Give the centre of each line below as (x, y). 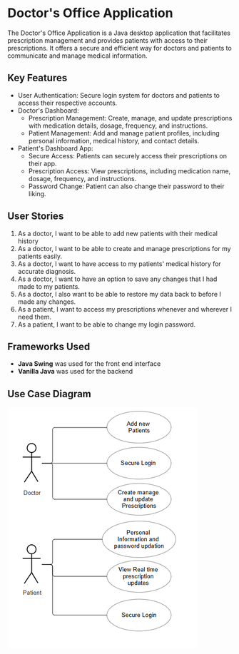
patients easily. (40, 256)
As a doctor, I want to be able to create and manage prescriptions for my (124, 248)
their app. (42, 163)
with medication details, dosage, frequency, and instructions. (118, 126)
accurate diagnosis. (47, 271)
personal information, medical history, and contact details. (114, 140)
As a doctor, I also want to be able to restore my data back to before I (119, 294)
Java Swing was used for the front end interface (89, 364)
